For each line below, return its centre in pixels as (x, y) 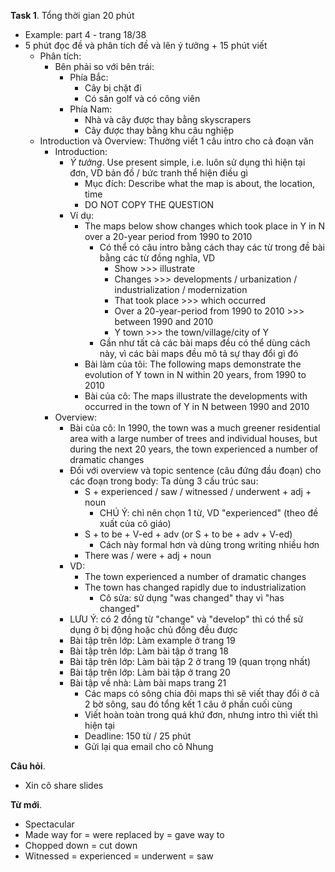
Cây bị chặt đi (113, 88)
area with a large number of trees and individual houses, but (193, 438)
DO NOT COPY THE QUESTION (149, 204)
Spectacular (49, 824)
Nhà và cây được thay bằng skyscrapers (168, 119)
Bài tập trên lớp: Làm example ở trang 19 (152, 640)
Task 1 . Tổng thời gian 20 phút (72, 15)
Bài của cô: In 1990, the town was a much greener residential (195, 428)
